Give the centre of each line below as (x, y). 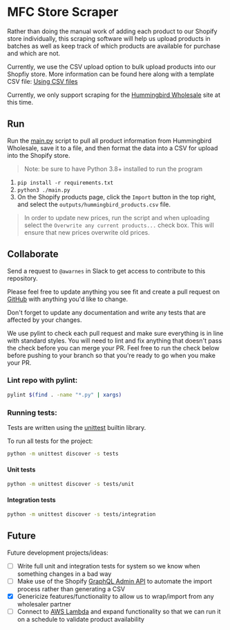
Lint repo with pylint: (42, 380)
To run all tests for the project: (50, 441)
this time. (20, 102)
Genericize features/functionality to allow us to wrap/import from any (115, 596)
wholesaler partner (44, 604)
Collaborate (33, 254)
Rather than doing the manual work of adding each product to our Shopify (112, 31)
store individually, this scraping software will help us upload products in (109, 38)
